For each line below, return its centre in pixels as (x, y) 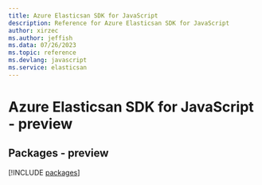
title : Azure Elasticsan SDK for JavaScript (83, 16)
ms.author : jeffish (41, 38)
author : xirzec (33, 30)
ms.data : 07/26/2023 (43, 45)
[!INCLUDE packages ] (44, 172)
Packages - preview (59, 154)
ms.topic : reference (43, 53)
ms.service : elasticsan (48, 68)
